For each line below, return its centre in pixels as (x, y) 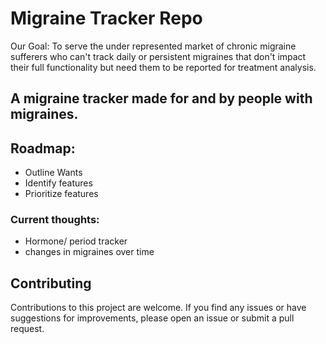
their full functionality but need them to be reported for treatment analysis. (163, 67)
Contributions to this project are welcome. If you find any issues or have (158, 308)
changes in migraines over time (89, 252)
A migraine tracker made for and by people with (161, 98)
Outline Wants (53, 173)
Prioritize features (61, 194)
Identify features (58, 183)
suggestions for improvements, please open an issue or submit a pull (152, 318)
